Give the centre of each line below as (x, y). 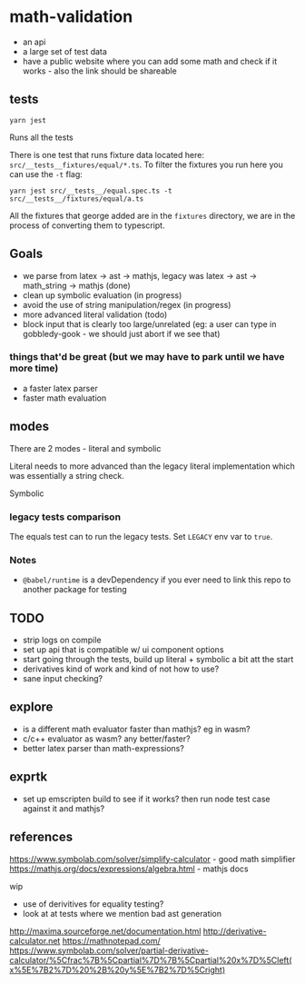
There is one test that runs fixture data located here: (107, 154)
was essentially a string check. (67, 475)
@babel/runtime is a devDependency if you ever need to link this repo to (157, 580)
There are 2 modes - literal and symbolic (85, 448)
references (41, 837)
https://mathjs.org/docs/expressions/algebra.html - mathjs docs (129, 869)
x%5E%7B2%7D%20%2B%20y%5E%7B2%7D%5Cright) (118, 969)
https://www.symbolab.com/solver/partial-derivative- (109, 950)
